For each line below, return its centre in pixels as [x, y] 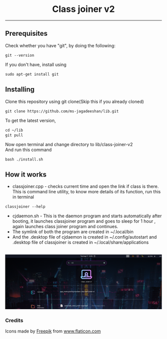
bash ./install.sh [24, 159]
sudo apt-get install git [32, 74]
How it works [26, 174]
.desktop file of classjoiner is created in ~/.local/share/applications [81, 243]
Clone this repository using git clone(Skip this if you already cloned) [75, 101]
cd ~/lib [14, 130]
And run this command [29, 150]
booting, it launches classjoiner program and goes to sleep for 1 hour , [84, 221]
